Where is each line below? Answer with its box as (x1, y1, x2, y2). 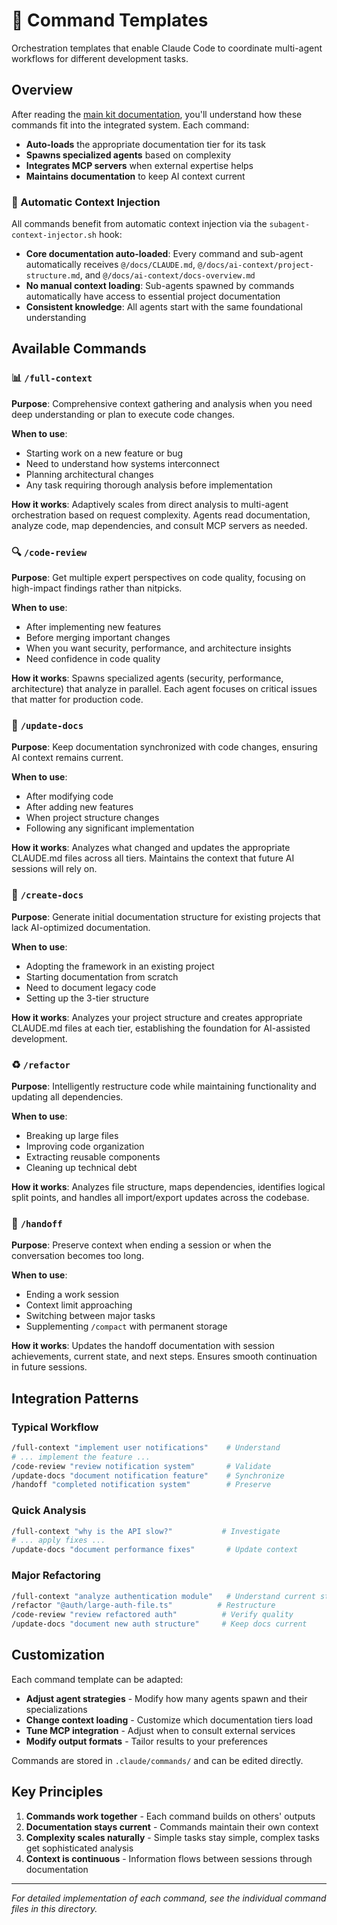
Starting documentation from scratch (25, 970, 179, 983)
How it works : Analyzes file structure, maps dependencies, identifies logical (11, 1180, 326, 1193)
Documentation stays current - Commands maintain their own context (25, 1820, 319, 1833)
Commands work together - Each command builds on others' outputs (25, 1810, 316, 1822)
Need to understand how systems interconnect (25, 457, 220, 469)
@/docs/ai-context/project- (197, 260, 315, 271)
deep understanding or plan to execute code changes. (11, 408, 236, 420)
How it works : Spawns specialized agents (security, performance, (11, 672, 284, 684)
